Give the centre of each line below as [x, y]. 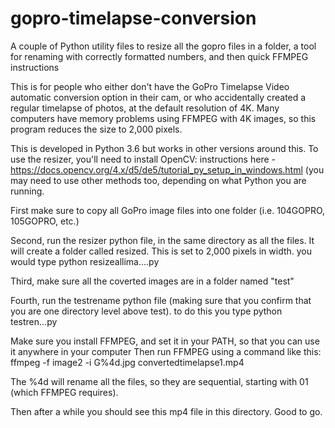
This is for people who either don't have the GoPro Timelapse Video [150, 86]
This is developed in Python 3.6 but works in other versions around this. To [164, 148]
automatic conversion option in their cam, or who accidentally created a [158, 97]
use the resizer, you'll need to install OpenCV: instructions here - [143, 159]
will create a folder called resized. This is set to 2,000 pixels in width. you [161, 251]
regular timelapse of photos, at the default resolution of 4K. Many [145, 108]
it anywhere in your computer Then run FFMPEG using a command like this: [166, 351]
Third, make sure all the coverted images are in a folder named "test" [152, 281]
